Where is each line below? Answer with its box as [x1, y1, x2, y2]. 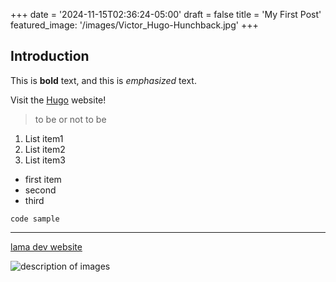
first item [24, 173, 62, 185]
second [24, 184, 57, 196]
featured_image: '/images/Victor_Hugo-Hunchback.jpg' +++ [10, 19, 259, 31]
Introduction [10, 48, 90, 65]
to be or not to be [34, 113, 107, 125]
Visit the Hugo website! [10, 94, 107, 106]
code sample [10, 214, 60, 224]
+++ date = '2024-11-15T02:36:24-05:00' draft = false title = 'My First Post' [10, 9, 322, 20]
